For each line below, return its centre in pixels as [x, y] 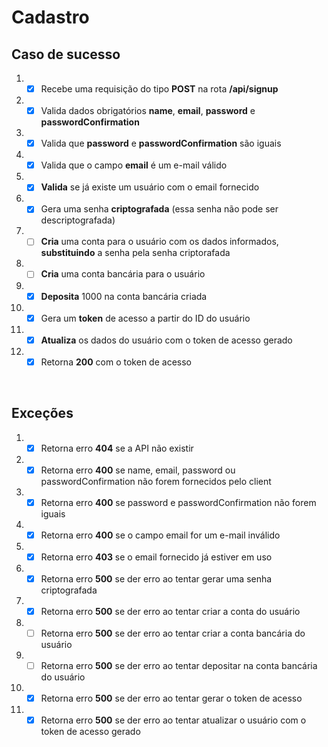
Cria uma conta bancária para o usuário [123, 274]
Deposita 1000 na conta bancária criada [124, 296]
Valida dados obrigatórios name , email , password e [148, 111]
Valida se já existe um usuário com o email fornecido [150, 187]
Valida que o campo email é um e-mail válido [134, 165]
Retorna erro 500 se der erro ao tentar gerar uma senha [156, 578]
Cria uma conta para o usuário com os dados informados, [159, 242]
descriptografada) [78, 220]
